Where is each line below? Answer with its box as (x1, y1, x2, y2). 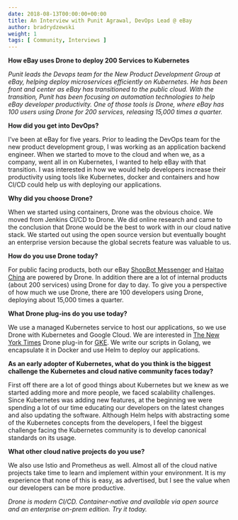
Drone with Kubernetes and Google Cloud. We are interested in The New (8, 331, 220, 339)
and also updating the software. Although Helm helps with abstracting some (8, 411, 230, 419)
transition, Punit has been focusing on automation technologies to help (8, 93, 215, 101)
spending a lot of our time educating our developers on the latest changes (8, 404, 225, 412)
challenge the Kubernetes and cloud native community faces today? (8, 367, 214, 376)
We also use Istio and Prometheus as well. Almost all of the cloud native (8, 461, 217, 470)
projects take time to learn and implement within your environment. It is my (8, 469, 226, 477)
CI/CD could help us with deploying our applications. (8, 180, 162, 189)
